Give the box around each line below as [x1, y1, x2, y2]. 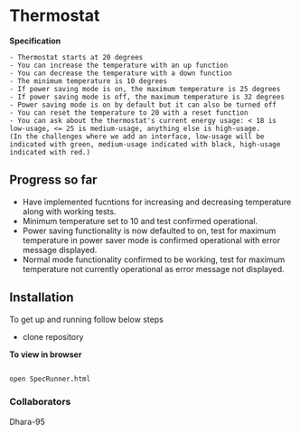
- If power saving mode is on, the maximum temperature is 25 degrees [9, 84, 281, 93]
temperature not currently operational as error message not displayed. [22, 263, 285, 274]
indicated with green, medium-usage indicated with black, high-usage [9, 139, 281, 149]
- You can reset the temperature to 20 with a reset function [9, 108, 248, 118]
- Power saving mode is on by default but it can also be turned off [9, 100, 277, 109]
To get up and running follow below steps [9, 314, 164, 325]
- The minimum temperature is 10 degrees [9, 76, 168, 86]
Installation [9, 290, 74, 306]
